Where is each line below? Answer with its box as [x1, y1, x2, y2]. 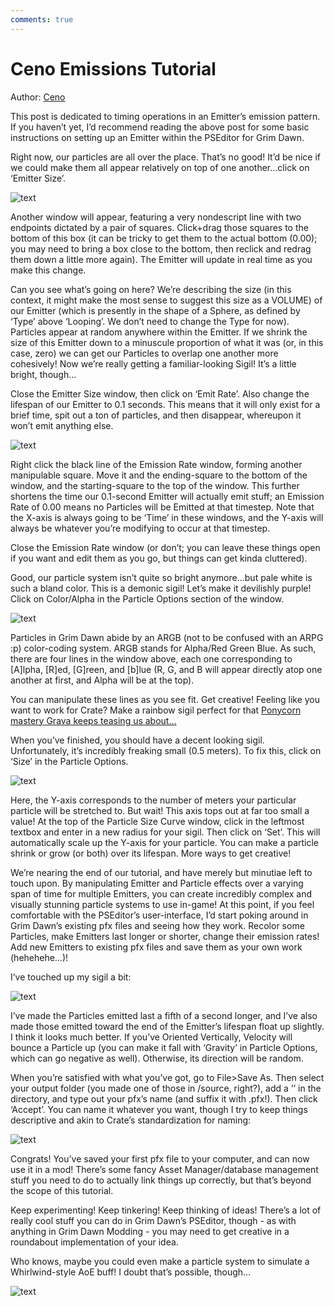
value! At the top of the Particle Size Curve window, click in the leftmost [10, 815, 305, 827]
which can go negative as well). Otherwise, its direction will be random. [10, 1052, 304, 1064]
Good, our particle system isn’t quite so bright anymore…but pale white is [10, 571, 313, 583]
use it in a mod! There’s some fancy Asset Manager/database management [10, 1163, 319, 1175]
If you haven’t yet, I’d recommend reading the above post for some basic [10, 121, 310, 133]
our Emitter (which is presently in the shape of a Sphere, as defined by [10, 304, 301, 316]
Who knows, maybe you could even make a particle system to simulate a [10, 1255, 310, 1267]
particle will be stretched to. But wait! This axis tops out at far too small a [10, 804, 310, 816]
